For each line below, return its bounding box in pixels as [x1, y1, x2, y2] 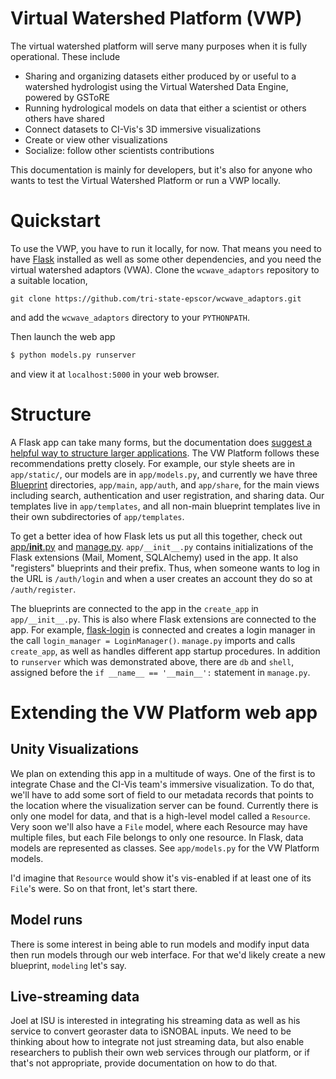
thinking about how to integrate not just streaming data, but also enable [10, 1036, 305, 1048]
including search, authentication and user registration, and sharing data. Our [10, 489, 325, 501]
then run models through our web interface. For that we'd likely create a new [10, 948, 326, 961]
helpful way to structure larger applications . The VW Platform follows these [10, 447, 320, 459]
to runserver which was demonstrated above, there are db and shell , [10, 655, 295, 667]
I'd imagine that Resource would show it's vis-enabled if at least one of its [10, 872, 312, 884]
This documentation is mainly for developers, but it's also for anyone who [10, 163, 313, 176]
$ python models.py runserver [10, 350, 137, 360]
